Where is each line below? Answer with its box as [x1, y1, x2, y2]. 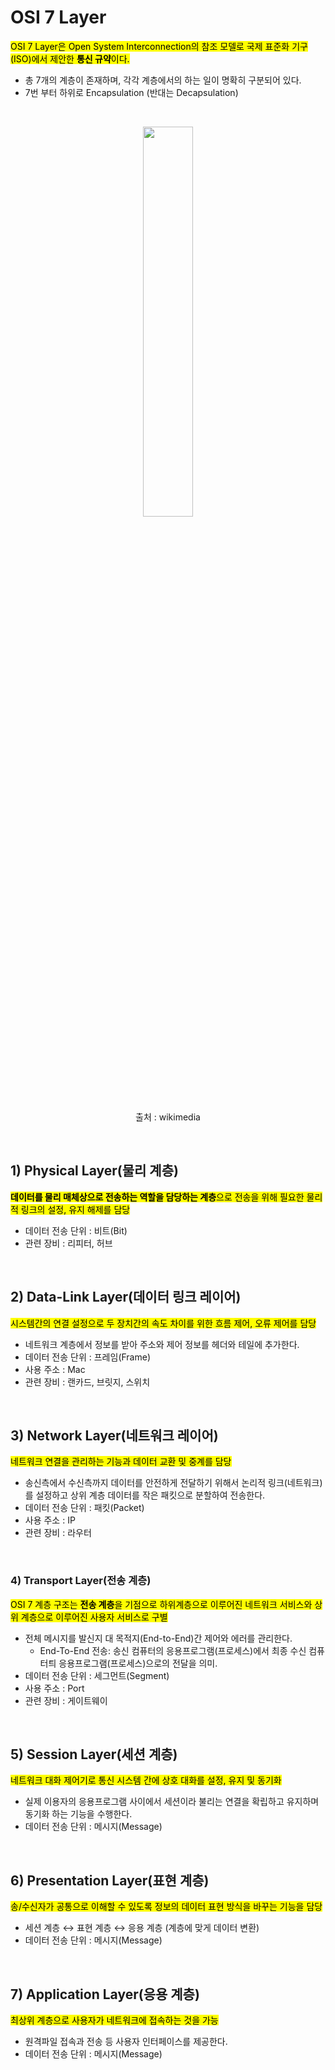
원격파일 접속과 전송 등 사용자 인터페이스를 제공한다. [24, 2036, 228, 2048]
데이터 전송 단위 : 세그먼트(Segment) [24, 1669, 170, 1681]
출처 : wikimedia [135, 1111, 201, 1123]
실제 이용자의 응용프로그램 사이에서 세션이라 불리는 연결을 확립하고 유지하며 [24, 1796, 320, 1808]
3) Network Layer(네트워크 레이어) [10, 1427, 219, 1444]
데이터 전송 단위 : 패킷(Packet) [24, 1502, 145, 1514]
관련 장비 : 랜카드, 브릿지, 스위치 [24, 1376, 151, 1388]
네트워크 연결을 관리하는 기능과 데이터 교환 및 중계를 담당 [10, 1456, 232, 1468]
